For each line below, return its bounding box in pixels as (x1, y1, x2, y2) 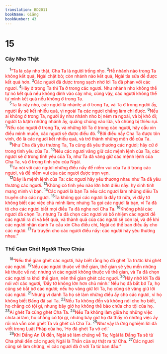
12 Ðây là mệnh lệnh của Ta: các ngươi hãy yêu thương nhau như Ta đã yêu (9, 175, 161, 182)
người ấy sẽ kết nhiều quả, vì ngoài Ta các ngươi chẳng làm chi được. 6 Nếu (5, 107, 159, 114)
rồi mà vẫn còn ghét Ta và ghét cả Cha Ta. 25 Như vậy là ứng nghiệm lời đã (5, 320, 157, 327)
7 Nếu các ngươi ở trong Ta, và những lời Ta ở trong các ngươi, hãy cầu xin (5, 124, 156, 131)
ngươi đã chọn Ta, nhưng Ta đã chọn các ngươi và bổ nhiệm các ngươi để (5, 211, 156, 217)
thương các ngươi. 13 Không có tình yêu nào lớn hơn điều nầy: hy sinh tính (5, 182, 155, 188)
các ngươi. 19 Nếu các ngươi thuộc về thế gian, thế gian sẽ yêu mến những (5, 263, 157, 270)
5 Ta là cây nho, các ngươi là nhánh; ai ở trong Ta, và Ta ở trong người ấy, (9, 101, 158, 108)
